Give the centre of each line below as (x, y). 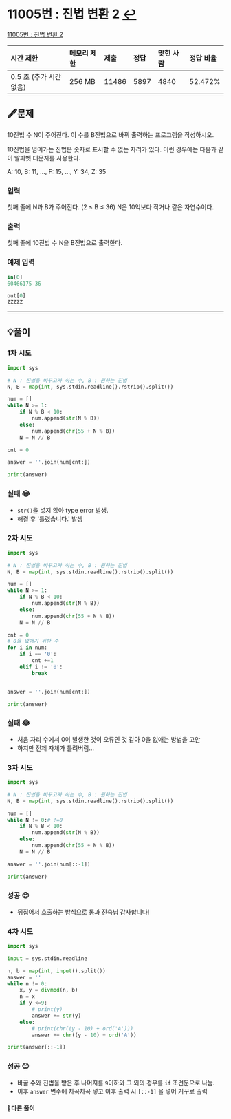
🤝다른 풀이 (21, 1108)
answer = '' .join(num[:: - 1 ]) (49, 864)
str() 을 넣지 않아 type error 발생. (63, 510)
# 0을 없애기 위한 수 (33, 641)
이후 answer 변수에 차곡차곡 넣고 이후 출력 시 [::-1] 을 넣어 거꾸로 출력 (112, 1091)
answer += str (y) (56, 1016)
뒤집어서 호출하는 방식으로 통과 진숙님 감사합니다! (83, 912)
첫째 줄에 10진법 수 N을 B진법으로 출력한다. (65, 243)
